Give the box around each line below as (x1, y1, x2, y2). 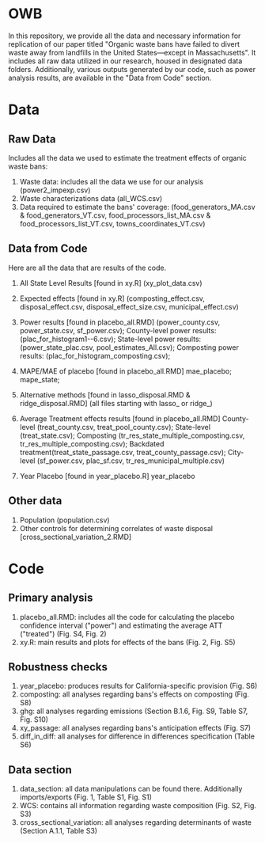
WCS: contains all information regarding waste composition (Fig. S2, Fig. (19, 801, 257, 811)
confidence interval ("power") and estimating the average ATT (19, 621, 223, 630)
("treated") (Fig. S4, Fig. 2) (19, 628, 107, 638)
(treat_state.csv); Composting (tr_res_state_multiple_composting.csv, (19, 431, 245, 440)
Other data (8, 494, 62, 507)
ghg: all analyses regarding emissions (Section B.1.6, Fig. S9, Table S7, (19, 706, 248, 716)
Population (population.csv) (19, 515, 110, 525)
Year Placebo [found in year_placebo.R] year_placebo (19, 471, 195, 480)
